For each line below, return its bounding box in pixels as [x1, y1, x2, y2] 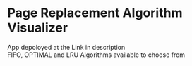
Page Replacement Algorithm [7, 5, 183, 21]
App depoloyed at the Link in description [7, 43, 126, 51]
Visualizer [7, 20, 68, 36]
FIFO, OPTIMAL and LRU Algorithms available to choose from [7, 51, 186, 59]
